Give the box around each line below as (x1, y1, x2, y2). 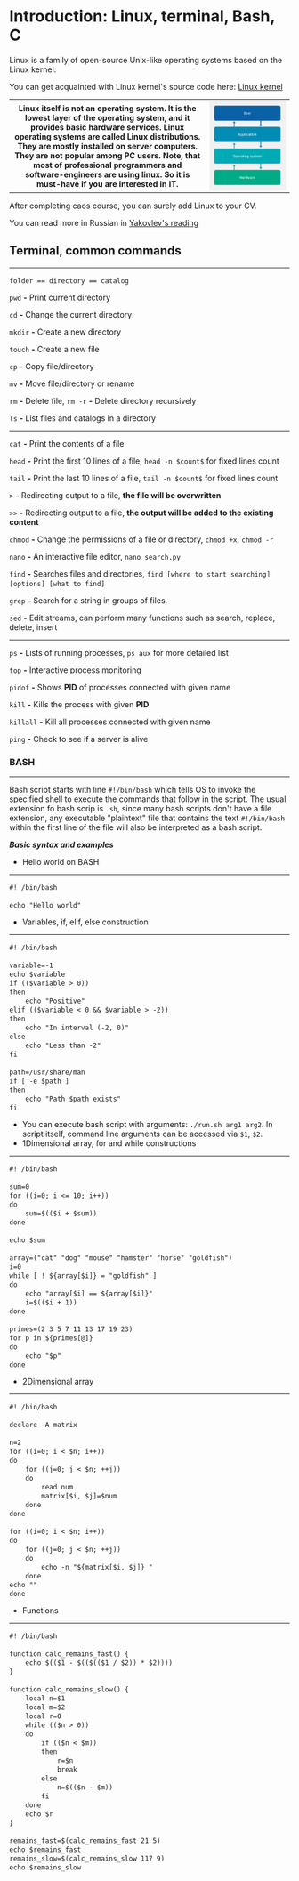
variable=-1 (9, 961, 53, 971)
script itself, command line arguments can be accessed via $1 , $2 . (21, 1128, 263, 1140)
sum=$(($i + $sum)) (25, 1209, 98, 1218)
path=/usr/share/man (9, 1068, 86, 1078)
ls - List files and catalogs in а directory (9, 412, 157, 424)
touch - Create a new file (9, 343, 100, 354)
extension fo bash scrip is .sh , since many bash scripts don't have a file (9, 803, 272, 814)
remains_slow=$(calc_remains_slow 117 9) (9, 1854, 166, 1863)
